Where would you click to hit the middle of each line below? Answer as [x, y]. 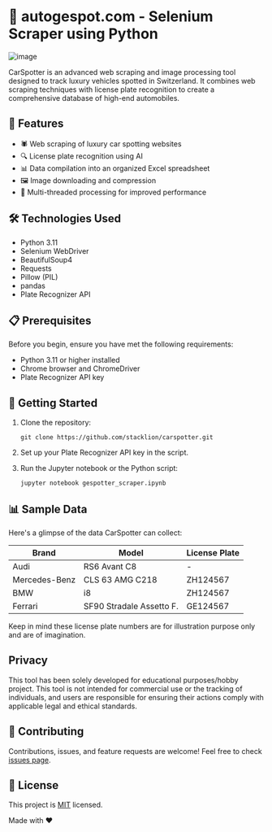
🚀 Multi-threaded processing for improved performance [113, 192]
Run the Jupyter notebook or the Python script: [99, 468]
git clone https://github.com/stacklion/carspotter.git [117, 438]
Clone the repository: [56, 423]
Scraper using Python [83, 34]
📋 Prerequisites [50, 320]
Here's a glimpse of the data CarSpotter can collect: [95, 533]
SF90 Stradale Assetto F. [131, 606]
